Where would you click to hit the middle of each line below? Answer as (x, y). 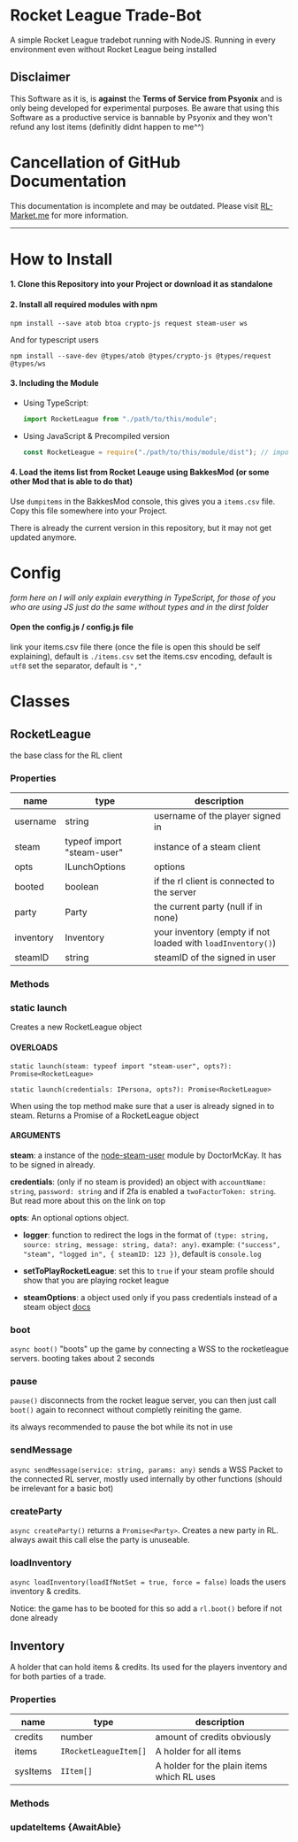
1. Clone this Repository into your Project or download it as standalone (141, 284)
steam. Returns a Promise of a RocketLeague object (105, 1115)
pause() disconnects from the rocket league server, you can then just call (143, 1400)
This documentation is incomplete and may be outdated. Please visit (134, 205)
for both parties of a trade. (58, 1676)
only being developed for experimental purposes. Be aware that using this (145, 108)
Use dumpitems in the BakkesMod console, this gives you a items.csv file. (143, 501)
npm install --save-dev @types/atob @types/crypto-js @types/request (141, 356)
